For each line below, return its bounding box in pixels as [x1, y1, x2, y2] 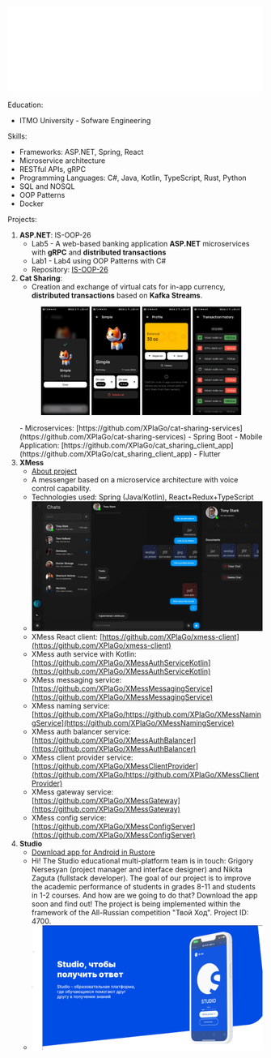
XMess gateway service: [31, 787, 114, 797]
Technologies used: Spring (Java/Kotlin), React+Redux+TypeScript [31, 492, 254, 502]
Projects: [7, 214, 37, 224]
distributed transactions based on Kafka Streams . [31, 290, 203, 300]
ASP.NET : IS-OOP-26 [19, 229, 92, 240]
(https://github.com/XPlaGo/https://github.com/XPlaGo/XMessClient [31, 770, 260, 780]
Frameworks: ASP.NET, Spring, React [19, 147, 144, 156]
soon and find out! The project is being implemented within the [31, 899, 241, 909]
